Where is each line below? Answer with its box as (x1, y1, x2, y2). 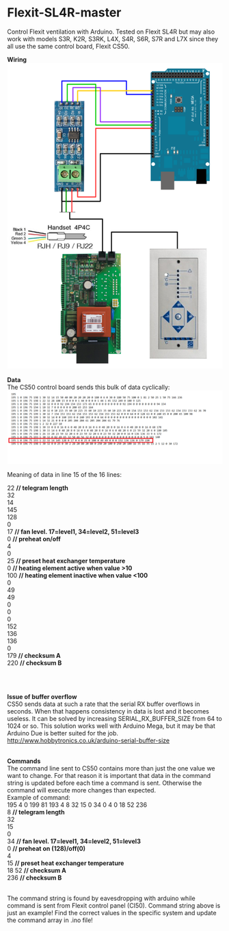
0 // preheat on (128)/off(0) (7, 845, 85, 853)
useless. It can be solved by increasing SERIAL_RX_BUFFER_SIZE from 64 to (7, 715, 222, 723)
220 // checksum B (7, 659, 62, 667)
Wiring (7, 55, 27, 63)
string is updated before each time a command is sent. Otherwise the (7, 779, 202, 787)
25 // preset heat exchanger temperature (7, 557, 126, 565)
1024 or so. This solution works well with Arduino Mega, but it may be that (7, 722, 215, 730)
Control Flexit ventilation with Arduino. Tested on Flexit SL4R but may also (7, 27, 215, 36)
